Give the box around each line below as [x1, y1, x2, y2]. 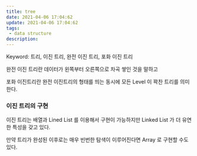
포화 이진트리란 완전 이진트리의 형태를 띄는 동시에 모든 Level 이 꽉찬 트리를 [6, 78, 179, 85]
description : [6, 36, 39, 42]
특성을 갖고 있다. [12, 123, 50, 131]
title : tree [6, 8, 36, 15]
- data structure [8, 31, 52, 37]
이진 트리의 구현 [6, 102, 49, 110]
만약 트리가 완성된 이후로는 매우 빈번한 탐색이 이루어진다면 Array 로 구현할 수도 [6, 136, 189, 144]
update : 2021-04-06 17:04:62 [6, 19, 78, 25]
